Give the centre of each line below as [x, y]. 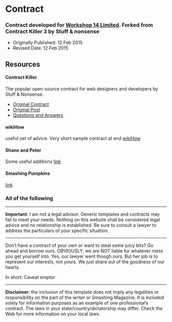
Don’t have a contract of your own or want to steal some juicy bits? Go [79, 245]
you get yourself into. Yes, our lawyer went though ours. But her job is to [82, 256]
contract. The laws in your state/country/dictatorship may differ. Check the [84, 308]
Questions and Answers [38, 115]
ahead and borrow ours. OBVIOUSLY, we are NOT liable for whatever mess [84, 251]
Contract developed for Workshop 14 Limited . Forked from [79, 25]
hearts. [13, 267]
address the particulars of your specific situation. [57, 230]
